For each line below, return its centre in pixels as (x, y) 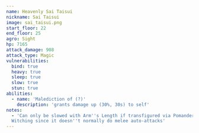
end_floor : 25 (24, 34)
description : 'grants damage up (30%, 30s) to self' (83, 104)
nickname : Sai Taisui (33, 17)
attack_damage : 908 (30, 50)
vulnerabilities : (28, 61)
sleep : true (26, 77)
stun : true (25, 88)
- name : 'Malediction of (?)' (49, 99)
